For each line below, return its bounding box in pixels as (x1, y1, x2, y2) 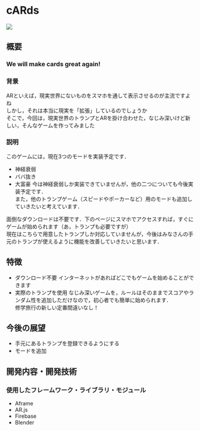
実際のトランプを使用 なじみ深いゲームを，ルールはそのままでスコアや (14, 289, 189, 296)
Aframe (14, 400, 34, 407)
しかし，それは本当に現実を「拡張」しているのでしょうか (6, 107, 147, 114)
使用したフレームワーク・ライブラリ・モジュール (6, 386, 146, 394)
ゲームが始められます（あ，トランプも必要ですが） (6, 223, 132, 230)
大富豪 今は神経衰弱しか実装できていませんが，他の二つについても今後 (14, 180, 189, 187)
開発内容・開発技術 (6, 367, 77, 377)
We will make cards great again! (6, 60, 101, 69)
